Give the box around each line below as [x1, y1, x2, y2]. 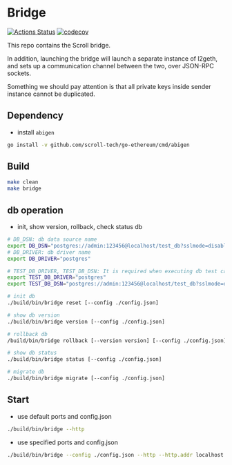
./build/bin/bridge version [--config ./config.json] [7, 318, 166, 325]
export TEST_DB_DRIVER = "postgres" [7, 274, 107, 281]
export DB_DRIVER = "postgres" [7, 255, 91, 262]
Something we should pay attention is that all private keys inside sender [7, 82, 211, 90]
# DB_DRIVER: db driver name [7, 248, 91, 256]
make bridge [7, 185, 41, 192]
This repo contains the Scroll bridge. [7, 41, 111, 49]
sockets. [7, 69, 32, 77]
